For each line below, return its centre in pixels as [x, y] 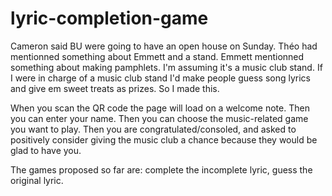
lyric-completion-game [109, 18]
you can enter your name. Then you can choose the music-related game [159, 118]
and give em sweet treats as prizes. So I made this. [115, 88]
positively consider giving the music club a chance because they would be [164, 139]
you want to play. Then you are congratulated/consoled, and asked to [153, 129]
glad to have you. [46, 150]
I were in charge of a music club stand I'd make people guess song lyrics [160, 78]
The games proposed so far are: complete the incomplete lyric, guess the [161, 169]
